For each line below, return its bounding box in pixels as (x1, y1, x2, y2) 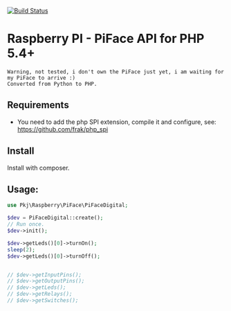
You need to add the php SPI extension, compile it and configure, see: (17, 118, 216, 126)
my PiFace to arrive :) (7, 74, 76, 81)
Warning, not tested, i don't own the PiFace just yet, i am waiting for (7, 68, 225, 75)
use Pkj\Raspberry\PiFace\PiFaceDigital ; (7, 202, 129, 209)
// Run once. (7, 221, 45, 228)
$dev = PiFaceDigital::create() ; (7, 215, 104, 222)
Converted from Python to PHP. (7, 80, 98, 87)
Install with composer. (7, 163, 70, 172)
